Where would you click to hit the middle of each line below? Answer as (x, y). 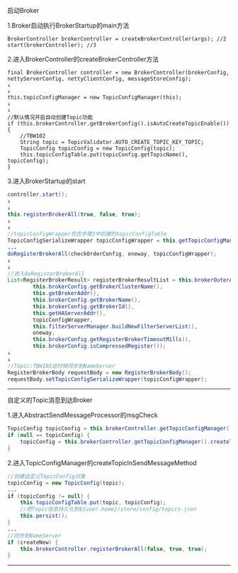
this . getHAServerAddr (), (69, 313)
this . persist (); (44, 516)
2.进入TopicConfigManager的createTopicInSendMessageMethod (102, 462)
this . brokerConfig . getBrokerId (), (84, 306)
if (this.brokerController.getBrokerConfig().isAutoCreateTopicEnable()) (119, 123)
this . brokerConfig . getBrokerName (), (87, 300)
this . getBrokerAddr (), (66, 294)
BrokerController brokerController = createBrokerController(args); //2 (117, 39)
